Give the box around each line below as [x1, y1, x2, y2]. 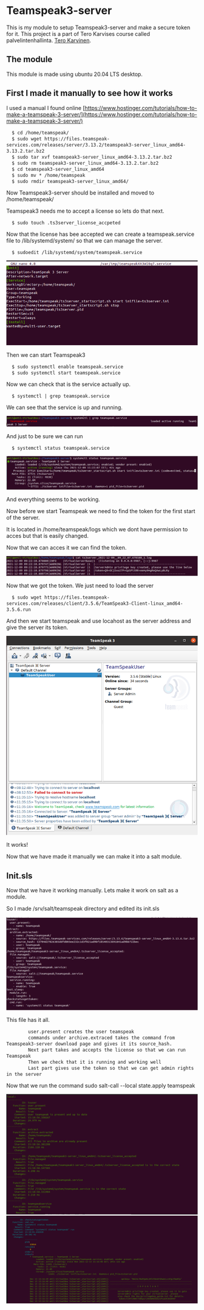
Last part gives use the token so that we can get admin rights [28, 1065, 194, 1072]
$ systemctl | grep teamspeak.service [12, 393, 110, 399]
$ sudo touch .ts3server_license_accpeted [12, 219, 121, 226]
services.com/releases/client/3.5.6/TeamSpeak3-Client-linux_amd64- [6, 600, 183, 607]
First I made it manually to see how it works [6, 88, 173, 98]
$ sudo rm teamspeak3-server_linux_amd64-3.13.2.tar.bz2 [12, 160, 159, 166]
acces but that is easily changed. [6, 532, 89, 539]
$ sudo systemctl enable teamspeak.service [12, 364, 123, 370]
